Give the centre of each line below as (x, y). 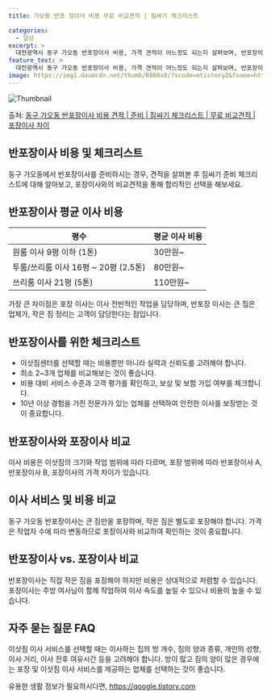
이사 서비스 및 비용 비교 (63, 500)
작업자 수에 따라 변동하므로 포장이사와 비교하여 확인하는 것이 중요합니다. (130, 531)
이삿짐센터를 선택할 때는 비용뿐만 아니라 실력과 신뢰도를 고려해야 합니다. (133, 363)
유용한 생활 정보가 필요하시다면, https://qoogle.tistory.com (102, 686)
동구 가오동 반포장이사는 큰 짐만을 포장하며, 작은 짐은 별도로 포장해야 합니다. (128, 521)
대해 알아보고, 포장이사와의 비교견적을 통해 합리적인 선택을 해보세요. (136, 184)
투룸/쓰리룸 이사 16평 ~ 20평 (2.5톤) (79, 267)
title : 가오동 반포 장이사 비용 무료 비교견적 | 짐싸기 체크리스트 (104, 16)
